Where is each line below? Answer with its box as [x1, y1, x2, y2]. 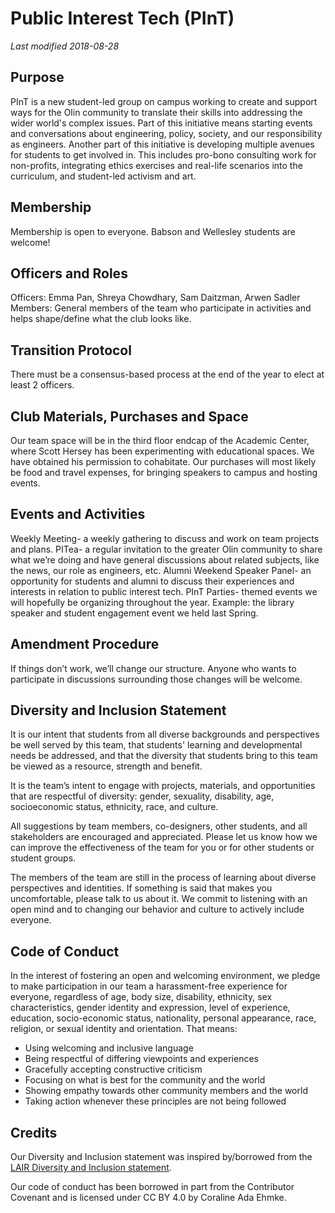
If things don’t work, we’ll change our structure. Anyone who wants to [10, 662, 297, 674]
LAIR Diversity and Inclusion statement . [10, 1162, 172, 1174]
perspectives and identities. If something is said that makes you [10, 882, 273, 894]
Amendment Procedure [10, 636, 160, 653]
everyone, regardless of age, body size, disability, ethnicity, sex [10, 991, 273, 1003]
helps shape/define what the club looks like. [10, 313, 192, 325]
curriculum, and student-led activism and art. [10, 170, 197, 182]
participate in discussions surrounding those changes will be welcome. [10, 673, 303, 685]
